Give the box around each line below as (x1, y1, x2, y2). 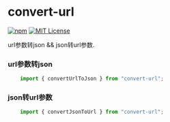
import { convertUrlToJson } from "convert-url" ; (20, 76, 165, 82)
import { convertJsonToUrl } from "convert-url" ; (20, 108, 165, 116)
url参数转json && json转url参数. (8, 40, 95, 48)
